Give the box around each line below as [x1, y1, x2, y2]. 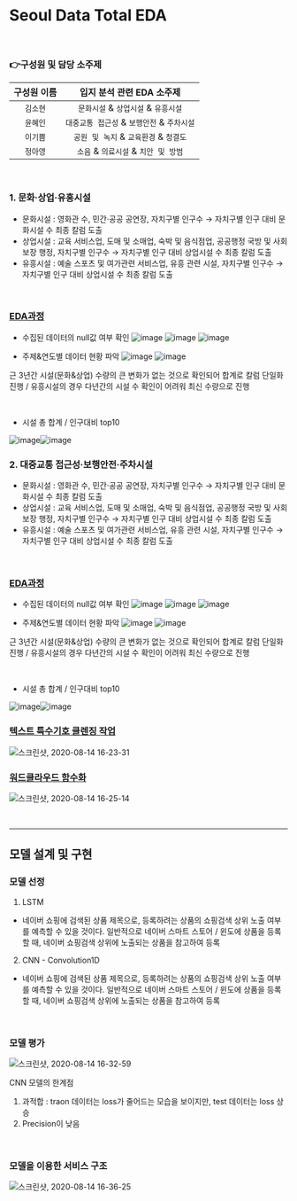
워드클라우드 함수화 [9, 771, 87, 784]
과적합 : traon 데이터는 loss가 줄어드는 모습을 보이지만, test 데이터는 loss [21, 1096, 275, 1106]
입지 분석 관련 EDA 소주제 [79, 86, 181, 98]
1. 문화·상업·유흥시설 [9, 191, 91, 204]
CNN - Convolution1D [21, 955, 100, 965]
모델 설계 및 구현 [9, 847, 93, 862]
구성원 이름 [13, 86, 57, 98]
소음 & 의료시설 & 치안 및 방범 [76, 145, 184, 158]
